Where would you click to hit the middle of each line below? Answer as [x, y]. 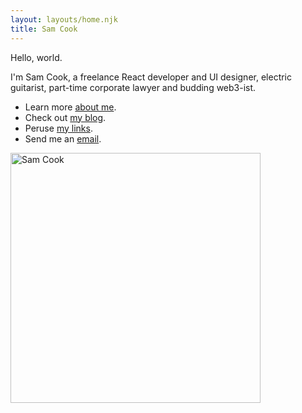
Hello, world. [36, 57]
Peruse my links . [58, 128]
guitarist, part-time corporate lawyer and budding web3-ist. [133, 87]
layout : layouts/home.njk [64, 19]
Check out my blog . [65, 117]
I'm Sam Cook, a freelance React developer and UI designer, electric [151, 77]
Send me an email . [63, 138]
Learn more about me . [70, 107]
